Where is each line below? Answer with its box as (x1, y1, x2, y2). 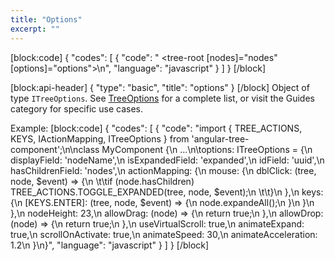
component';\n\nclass (10, 143, 100, 155)
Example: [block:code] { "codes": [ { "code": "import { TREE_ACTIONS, (10, 122, 303, 134)
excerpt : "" (10, 24, 60, 34)
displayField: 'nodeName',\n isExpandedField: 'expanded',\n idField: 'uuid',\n (10, 154, 325, 166)
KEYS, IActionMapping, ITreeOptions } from (10, 132, 190, 145)
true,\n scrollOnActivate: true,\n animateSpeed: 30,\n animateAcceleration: (10, 228, 318, 240)
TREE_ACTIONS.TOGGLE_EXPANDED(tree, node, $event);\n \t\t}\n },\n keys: (10, 186, 324, 198)
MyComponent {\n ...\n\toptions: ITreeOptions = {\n (101, 143, 313, 155)
